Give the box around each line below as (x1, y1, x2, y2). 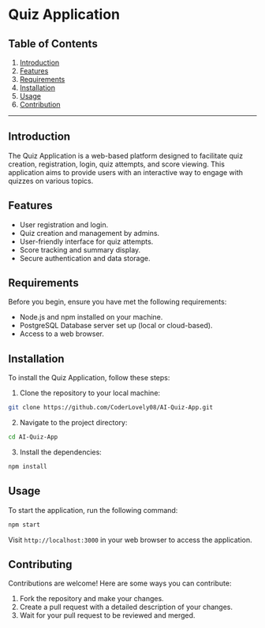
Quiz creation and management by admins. (19, 228, 160, 237)
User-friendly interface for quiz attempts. (19, 237, 154, 246)
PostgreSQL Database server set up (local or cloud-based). (19, 321, 213, 331)
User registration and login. (19, 219, 109, 230)
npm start (8, 521, 41, 529)
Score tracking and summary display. (19, 245, 141, 254)
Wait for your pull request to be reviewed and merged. (19, 611, 196, 620)
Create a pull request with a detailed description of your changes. (19, 602, 233, 612)
